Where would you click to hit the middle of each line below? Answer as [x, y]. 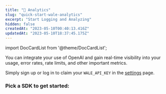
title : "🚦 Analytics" [28, 10]
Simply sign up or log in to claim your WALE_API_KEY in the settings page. [80, 73]
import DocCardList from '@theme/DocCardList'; [56, 48]
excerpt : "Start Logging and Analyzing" [49, 19]
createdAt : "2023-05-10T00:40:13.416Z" [47, 29]
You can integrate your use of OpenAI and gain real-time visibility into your [83, 58]
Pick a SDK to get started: [37, 85]
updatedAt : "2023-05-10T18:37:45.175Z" [47, 33]
